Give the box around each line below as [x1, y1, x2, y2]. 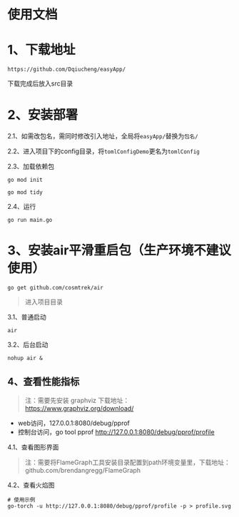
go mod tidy [7, 189, 43, 196]
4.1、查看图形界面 [7, 443, 59, 451]
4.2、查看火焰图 [7, 481, 55, 489]
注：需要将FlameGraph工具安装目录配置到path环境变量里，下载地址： [24, 458, 230, 466]
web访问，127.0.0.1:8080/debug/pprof [17, 419, 131, 427]
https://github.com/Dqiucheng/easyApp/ [7, 66, 126, 73]
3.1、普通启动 [7, 313, 46, 321]
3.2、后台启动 [7, 340, 49, 349]
